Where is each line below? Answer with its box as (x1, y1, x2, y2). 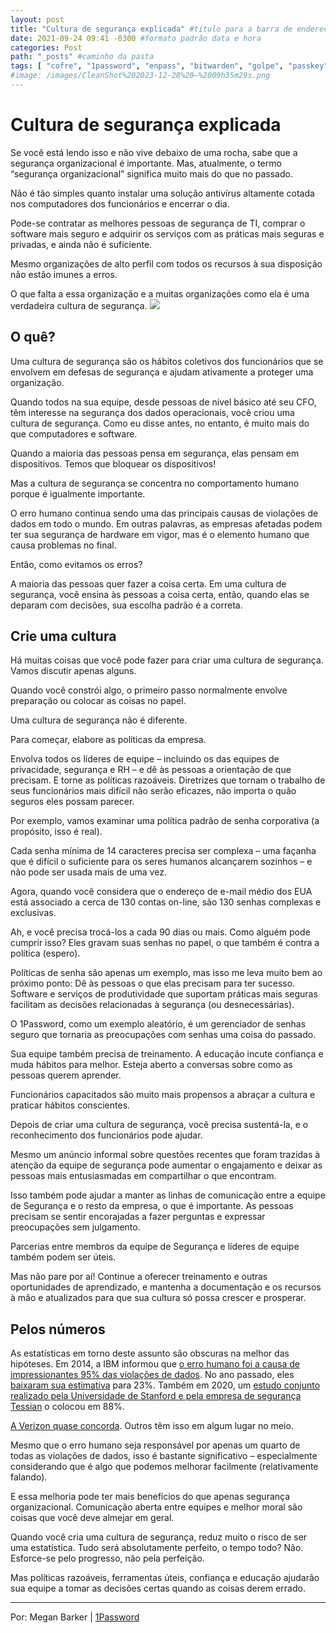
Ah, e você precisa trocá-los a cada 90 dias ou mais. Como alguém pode (10, 926, 311, 938)
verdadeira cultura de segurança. (10, 299, 148, 311)
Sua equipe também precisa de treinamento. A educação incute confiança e (10, 1048, 324, 1060)
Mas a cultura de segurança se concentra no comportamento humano (10, 477, 300, 489)
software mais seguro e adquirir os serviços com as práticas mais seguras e (10, 227, 325, 240)
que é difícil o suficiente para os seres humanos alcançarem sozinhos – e (10, 856, 313, 868)
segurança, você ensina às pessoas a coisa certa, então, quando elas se (10, 588, 310, 600)
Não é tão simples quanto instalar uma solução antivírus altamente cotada (10, 187, 315, 199)
